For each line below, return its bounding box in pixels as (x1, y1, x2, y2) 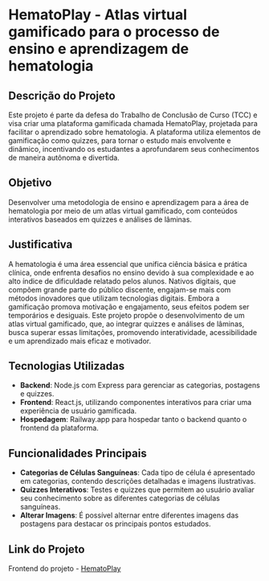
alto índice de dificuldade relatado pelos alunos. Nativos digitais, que (8, 276, 237, 286)
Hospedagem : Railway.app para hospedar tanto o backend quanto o (19, 415, 247, 424)
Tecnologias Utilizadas (8, 359, 125, 373)
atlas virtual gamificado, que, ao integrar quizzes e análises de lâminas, (8, 319, 245, 329)
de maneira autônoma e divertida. (8, 153, 120, 162)
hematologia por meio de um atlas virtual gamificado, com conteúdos (8, 206, 238, 215)
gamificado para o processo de (8, 23, 220, 41)
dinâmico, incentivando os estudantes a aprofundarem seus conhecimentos (8, 145, 259, 153)
